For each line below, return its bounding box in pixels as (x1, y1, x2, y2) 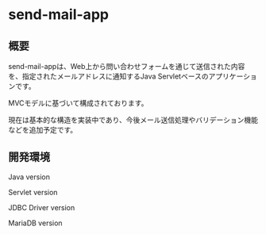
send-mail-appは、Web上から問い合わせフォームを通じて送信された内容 (8, 62, 245, 71)
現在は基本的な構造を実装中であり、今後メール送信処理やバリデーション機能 (8, 115, 259, 125)
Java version (8, 172, 50, 182)
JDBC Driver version (8, 202, 75, 212)
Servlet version (8, 187, 58, 197)
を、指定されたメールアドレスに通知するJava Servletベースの (8, 71, 209, 81)
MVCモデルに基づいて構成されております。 (8, 98, 148, 108)
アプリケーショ (208, 71, 257, 81)
